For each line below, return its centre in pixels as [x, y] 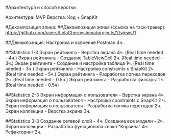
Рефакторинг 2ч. [23, 132]
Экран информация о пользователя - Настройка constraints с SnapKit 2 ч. [86, 100]
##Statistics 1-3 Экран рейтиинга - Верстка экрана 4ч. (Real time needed [84, 52]
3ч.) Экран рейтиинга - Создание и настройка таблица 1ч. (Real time [80, 63]
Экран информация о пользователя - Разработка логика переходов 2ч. [83, 106]
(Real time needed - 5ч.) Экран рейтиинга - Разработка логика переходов [86, 74]
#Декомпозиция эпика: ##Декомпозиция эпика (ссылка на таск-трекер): [86, 27]
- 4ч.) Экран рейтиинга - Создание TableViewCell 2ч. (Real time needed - [84, 58]
